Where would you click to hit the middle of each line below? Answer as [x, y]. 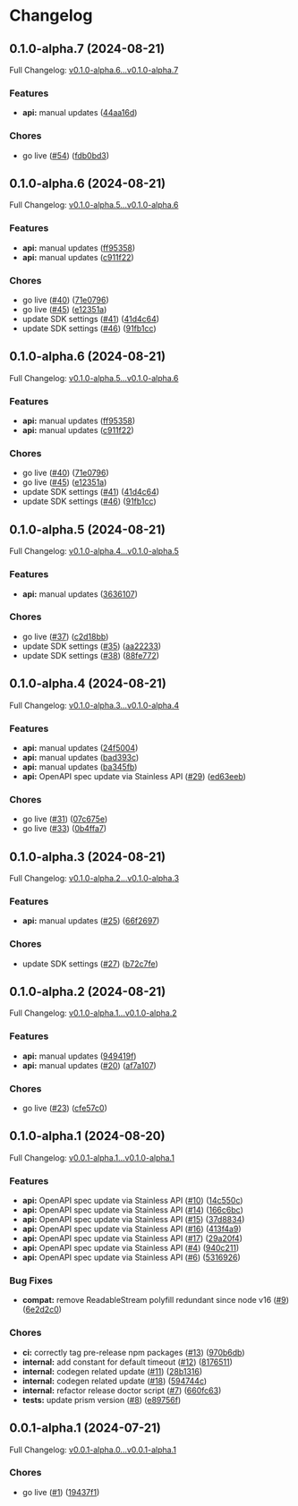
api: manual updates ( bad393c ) [81, 757]
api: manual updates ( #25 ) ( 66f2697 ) [91, 921]
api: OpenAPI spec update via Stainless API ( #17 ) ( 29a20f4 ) [132, 1238]
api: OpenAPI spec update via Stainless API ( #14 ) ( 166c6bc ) [132, 1210]
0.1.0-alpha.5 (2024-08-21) [88, 529]
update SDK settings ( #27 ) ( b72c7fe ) [90, 964]
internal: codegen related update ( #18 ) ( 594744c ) [115, 1381]
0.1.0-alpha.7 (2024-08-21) [87, 49]
